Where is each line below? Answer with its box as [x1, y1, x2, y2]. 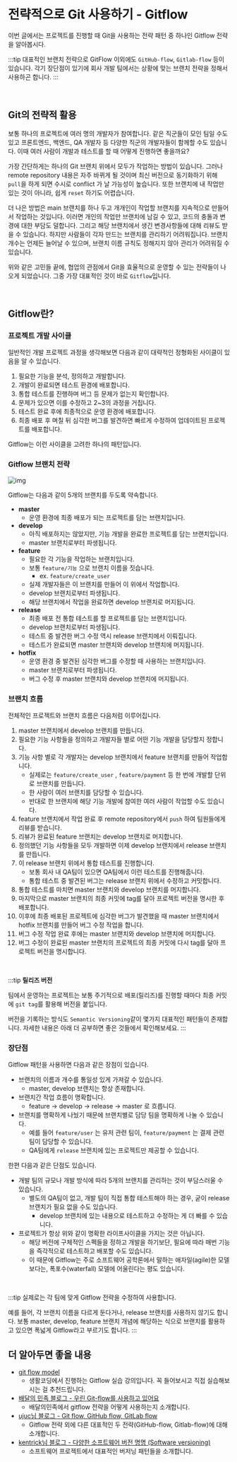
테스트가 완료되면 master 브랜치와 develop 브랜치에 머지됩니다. [28, 641, 204, 649]
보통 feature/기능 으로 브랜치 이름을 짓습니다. [28, 563, 154, 572]
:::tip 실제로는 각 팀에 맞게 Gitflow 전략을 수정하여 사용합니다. [8, 1293, 176, 1302]
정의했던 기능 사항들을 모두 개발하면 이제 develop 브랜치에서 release [18, 841, 208, 850]
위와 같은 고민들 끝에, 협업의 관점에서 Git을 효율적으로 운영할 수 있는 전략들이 [8, 262, 219, 271]
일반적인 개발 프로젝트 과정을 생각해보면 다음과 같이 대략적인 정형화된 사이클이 [8, 348, 223, 357]
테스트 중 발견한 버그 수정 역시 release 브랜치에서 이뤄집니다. [28, 631, 197, 640]
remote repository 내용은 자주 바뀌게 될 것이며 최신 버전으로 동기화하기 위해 [8, 170, 218, 179]
